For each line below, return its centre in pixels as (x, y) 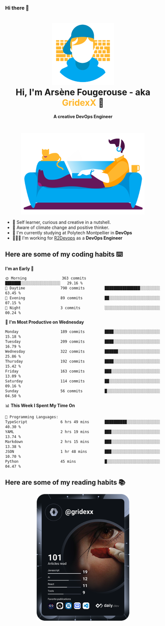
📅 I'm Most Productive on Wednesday (44, 322)
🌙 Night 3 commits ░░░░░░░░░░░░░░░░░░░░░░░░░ (83, 308)
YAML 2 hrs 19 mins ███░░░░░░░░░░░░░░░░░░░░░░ (83, 432)
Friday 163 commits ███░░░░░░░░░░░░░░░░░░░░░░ (83, 371)
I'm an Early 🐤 (20, 268)
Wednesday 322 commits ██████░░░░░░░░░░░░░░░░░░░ (83, 352)
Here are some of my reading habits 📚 (65, 482)
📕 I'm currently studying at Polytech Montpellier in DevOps (72, 233)
